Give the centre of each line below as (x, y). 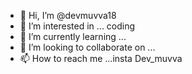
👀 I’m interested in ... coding (77, 26)
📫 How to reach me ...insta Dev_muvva (101, 58)
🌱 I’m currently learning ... (73, 36)
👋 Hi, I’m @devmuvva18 (68, 15)
